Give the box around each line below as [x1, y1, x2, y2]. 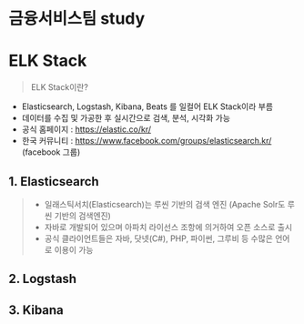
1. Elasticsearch [8, 174, 99, 189]
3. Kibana [8, 302, 65, 318]
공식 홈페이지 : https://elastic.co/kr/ [21, 124, 152, 135]
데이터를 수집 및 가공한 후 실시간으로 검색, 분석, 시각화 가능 [21, 113, 231, 124]
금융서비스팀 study [8, 8, 146, 29]
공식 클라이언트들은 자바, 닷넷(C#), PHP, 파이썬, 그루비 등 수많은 [44, 233, 274, 244]
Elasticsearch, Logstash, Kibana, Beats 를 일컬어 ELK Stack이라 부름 [21, 101, 274, 112]
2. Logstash [8, 271, 77, 287]
